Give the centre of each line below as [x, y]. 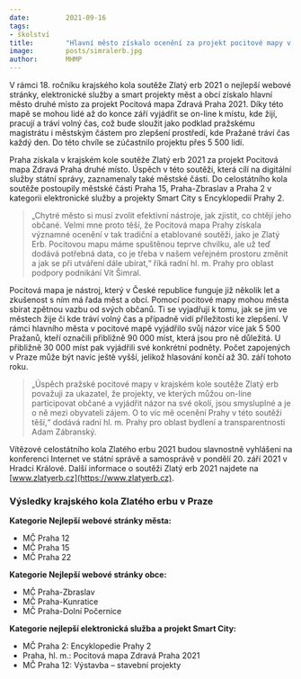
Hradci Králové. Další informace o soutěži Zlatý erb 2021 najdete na [134, 468]
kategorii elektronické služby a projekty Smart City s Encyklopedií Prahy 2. [147, 198]
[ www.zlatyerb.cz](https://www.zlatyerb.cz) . [92, 478]
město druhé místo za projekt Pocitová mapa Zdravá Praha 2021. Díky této [146, 104]
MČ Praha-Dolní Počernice [72, 612]
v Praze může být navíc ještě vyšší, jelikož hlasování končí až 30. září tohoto [150, 357]
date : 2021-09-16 [58, 18]
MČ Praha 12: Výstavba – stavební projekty [102, 666]
